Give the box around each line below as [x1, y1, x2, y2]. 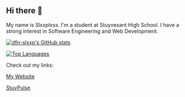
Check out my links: [6, 61, 54, 68]
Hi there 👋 [6, 6, 43, 16]
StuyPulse [6, 84, 30, 91]
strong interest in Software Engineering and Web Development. [6, 27, 159, 34]
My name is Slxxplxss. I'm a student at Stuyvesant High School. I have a [6, 21, 180, 28]
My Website [6, 72, 35, 79]
